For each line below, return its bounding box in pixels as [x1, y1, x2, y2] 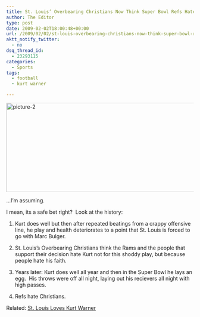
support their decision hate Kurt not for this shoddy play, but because [14, 251, 186, 257]
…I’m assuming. [6, 197, 45, 204]
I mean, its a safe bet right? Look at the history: [6, 208, 123, 216]
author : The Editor [6, 14, 55, 20]
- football [11, 75, 39, 81]
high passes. [14, 281, 46, 288]
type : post [6, 20, 33, 26]
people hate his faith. [14, 257, 67, 264]
